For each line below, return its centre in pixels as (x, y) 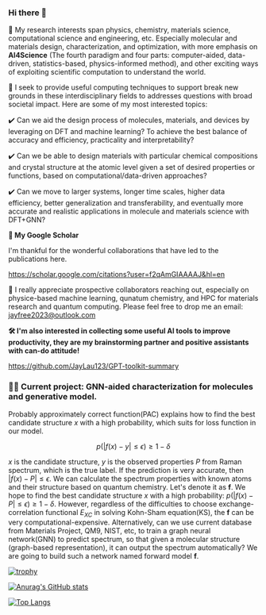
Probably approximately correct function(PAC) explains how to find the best (132, 414)
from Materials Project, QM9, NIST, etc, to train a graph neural (110, 531)
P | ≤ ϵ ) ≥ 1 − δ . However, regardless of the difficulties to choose (113, 504)
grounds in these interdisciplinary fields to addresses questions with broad (130, 96)
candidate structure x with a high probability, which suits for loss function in (132, 422)
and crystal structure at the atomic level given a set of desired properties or (132, 167)
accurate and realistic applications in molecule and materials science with (129, 211)
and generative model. (53, 397)
